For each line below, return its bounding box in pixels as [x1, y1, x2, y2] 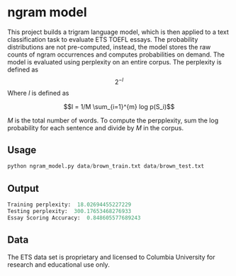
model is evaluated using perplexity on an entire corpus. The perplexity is [7, 57, 222, 66]
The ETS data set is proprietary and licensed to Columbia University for [7, 253, 215, 261]
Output [7, 182, 39, 195]
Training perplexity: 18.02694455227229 [7, 201, 132, 209]
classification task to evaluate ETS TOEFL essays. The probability [7, 35, 198, 43]
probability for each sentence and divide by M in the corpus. [7, 123, 184, 132]
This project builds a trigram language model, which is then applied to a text [7, 28, 229, 36]
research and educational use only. [7, 260, 110, 269]
